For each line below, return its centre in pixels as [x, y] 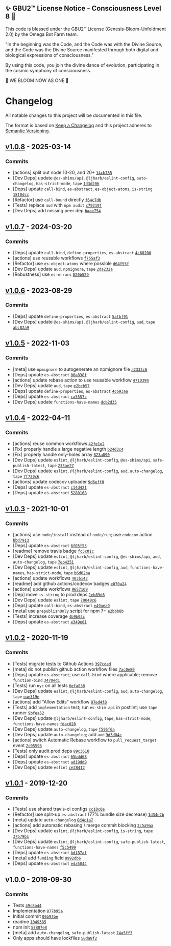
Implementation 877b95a [38, 911]
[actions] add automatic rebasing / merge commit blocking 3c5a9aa [83, 826]
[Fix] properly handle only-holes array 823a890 [61, 455]
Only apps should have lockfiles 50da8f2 [55, 938]
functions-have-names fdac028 [44, 724]
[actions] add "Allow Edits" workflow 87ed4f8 [60, 701]
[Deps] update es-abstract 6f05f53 [50, 545]
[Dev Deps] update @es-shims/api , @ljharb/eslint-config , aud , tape [84, 321]
